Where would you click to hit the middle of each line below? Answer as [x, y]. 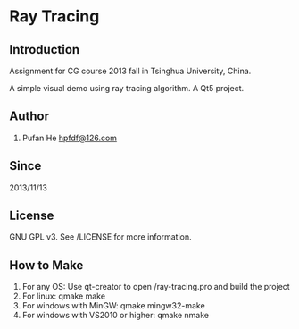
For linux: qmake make [63, 296]
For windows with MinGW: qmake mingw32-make [113, 306]
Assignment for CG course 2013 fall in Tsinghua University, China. [130, 71]
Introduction [45, 50]
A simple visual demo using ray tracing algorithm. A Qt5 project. [127, 88]
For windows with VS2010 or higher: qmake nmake [116, 316]
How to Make [46, 265]
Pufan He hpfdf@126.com [70, 138]
